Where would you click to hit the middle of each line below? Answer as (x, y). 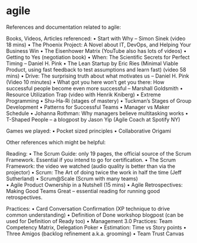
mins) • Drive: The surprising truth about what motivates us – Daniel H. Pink (98, 76)
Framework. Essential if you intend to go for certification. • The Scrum (91, 160)
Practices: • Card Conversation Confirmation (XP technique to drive (88, 208)
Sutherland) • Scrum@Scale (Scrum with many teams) (72, 178)
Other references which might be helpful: (56, 142)
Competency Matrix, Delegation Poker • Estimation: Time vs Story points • (96, 227)
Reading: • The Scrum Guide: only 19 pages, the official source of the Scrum (99, 153)
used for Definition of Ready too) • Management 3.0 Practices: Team (89, 221)
